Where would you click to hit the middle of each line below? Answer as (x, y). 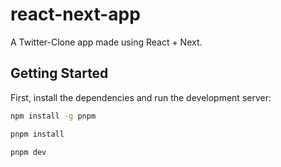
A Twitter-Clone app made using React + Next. (106, 42)
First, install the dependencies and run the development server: (141, 97)
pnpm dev (28, 152)
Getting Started (59, 73)
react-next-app (75, 14)
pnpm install (37, 134)
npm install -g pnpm (53, 116)
